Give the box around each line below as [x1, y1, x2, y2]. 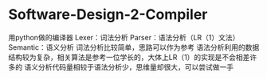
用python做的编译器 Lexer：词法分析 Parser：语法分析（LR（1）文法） [8, 32, 240, 42]
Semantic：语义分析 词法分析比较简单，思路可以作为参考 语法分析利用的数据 [8, 42, 260, 52]
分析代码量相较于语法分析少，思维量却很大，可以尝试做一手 [37, 62, 234, 72]
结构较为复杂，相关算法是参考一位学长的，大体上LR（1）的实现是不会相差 [8, 52, 250, 62]
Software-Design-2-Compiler [8, 6, 208, 24]
